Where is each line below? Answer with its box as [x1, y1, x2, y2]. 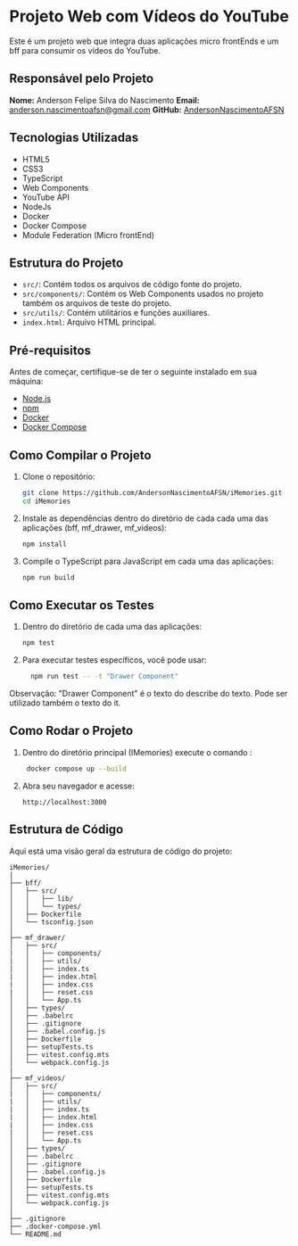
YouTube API [21, 192, 70, 202]
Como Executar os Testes [9, 598, 154, 613]
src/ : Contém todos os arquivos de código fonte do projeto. [21, 279, 243, 290]
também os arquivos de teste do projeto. [21, 298, 172, 309]
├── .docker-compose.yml [9, 1222, 102, 1231]
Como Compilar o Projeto [9, 448, 152, 463]
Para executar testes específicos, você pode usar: [21, 655, 207, 665]
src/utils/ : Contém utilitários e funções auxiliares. [21, 308, 211, 318]
